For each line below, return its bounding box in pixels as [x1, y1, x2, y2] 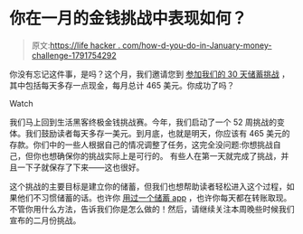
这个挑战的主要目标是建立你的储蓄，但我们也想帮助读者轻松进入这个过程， [9, 181, 287, 192]
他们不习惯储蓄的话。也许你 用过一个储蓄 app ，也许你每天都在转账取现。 [16, 192, 292, 203]
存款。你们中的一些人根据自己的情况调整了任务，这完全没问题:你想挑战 [9, 139, 274, 150]
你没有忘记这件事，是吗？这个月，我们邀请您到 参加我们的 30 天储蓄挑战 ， [9, 69, 290, 80]
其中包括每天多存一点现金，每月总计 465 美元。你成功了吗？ [9, 80, 235, 90]
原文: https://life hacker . [31, 40, 120, 51]
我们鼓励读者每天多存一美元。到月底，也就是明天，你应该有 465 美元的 [24, 127, 290, 138]
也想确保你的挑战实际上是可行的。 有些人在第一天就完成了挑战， [40, 150, 281, 161]
